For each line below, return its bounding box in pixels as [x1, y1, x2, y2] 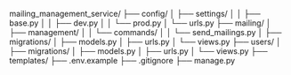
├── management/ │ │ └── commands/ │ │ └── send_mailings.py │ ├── [9, 27, 282, 37]
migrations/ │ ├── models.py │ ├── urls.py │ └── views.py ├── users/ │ [9, 36, 282, 47]
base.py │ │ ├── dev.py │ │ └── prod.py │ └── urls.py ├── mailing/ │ [9, 18, 271, 28]
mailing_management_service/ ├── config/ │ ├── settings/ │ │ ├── [9, 9, 261, 19]
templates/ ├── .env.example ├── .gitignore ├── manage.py [9, 56, 236, 65]
